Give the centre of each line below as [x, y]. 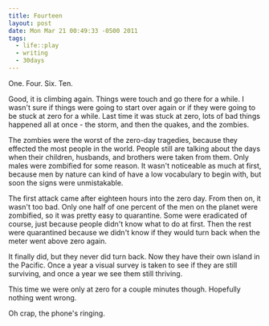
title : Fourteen [35, 16]
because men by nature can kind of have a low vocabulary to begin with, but [135, 174]
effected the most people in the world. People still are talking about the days [134, 149]
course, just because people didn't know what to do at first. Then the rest [130, 224]
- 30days [30, 61]
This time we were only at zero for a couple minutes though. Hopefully [124, 289]
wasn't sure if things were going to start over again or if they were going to [132, 107]
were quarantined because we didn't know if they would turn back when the [134, 232]
